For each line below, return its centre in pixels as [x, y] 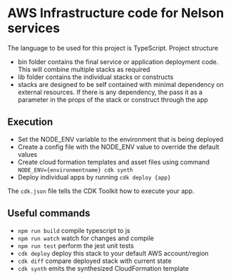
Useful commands [49, 213]
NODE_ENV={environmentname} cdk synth [75, 170]
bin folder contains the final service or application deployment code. [118, 61]
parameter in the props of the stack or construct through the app [113, 99]
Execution [30, 122]
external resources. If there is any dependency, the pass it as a [110, 92]
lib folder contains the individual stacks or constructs [96, 77]
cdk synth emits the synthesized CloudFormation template [103, 268]
